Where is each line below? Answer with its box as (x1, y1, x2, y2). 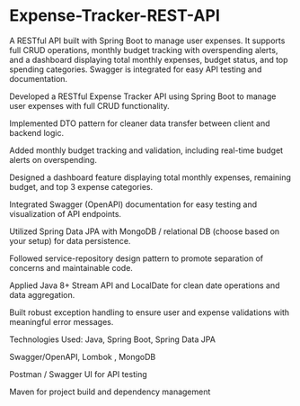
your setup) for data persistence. (9, 235, 131, 246)
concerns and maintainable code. (9, 262, 133, 273)
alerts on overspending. (9, 154, 97, 165)
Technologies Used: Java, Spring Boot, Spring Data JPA (9, 334, 216, 345)
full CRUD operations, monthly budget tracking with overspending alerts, (9, 44, 278, 55)
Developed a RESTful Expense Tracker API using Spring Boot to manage (9, 91, 277, 102)
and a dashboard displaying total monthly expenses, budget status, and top (9, 54, 289, 65)
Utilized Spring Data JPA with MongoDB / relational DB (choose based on (9, 226, 280, 237)
